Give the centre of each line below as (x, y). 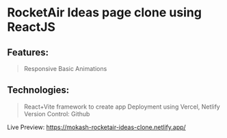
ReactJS (31, 27)
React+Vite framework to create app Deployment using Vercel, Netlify (122, 107)
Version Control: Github (57, 113)
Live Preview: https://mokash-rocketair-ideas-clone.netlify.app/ (96, 127)
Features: (28, 52)
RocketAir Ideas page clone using (104, 13)
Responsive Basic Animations (65, 69)
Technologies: (38, 90)
